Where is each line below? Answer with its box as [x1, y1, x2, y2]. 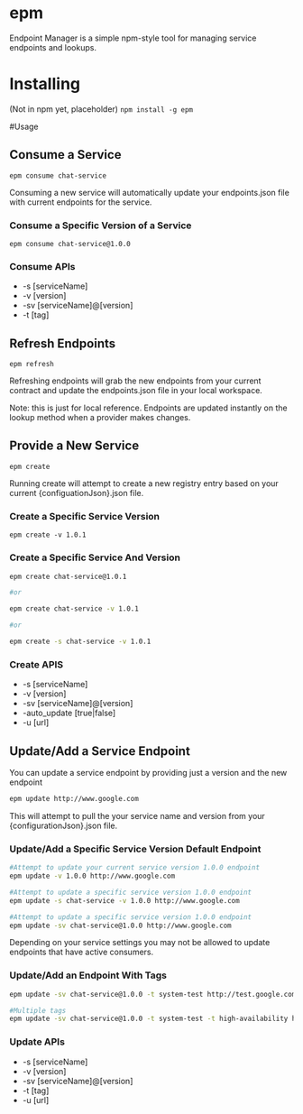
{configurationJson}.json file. [9, 820, 118, 831]
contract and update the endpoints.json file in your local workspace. [9, 385, 263, 396]
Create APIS [9, 658, 64, 670]
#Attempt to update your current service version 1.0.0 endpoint [9, 863, 260, 872]
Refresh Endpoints [9, 336, 116, 351]
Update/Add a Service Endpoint [9, 743, 191, 759]
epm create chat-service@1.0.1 [9, 572, 127, 581]
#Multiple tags [9, 1006, 67, 1015]
